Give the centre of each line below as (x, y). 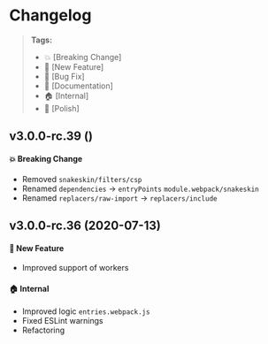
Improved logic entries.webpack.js (86, 311)
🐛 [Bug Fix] (65, 76)
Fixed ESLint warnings (62, 321)
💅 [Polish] (61, 108)
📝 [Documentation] (78, 86)
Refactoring (43, 330)
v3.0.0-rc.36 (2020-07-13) (85, 225)
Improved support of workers (75, 268)
